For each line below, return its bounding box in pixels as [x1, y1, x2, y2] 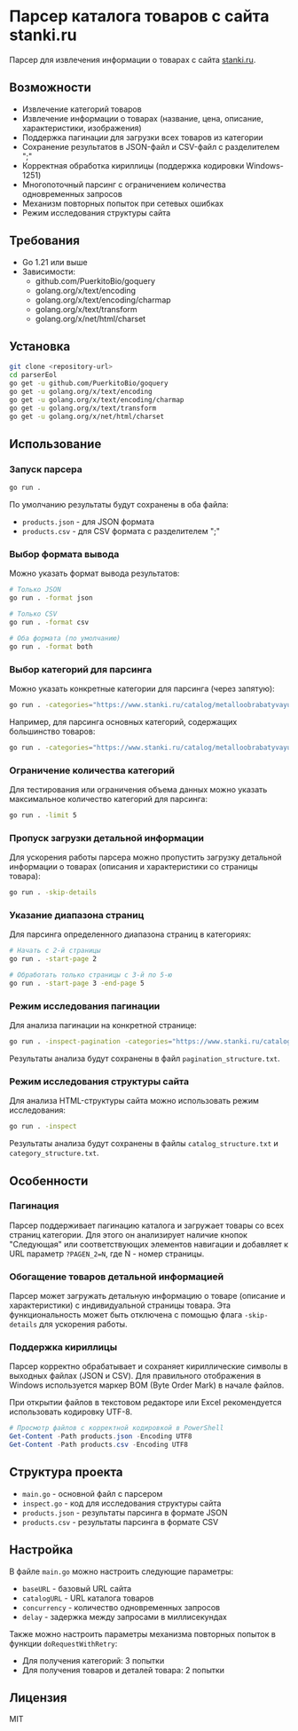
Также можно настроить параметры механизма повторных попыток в [9, 1628, 277, 1639]
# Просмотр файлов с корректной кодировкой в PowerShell [9, 1424, 224, 1433]
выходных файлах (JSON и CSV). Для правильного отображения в [9, 1371, 262, 1381]
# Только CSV [9, 610, 58, 618]
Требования [9, 233, 80, 248]
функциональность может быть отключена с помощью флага [9, 1310, 243, 1320]
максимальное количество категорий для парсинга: [9, 793, 208, 804]
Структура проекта [9, 1465, 123, 1480]
